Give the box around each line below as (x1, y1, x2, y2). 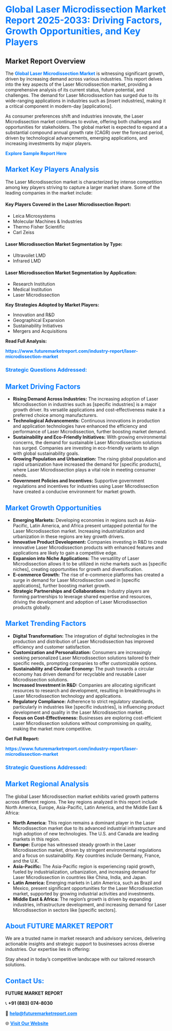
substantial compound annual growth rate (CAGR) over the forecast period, (5, 129, 164, 136)
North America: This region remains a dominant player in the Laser (12, 819, 155, 826)
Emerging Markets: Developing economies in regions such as (12, 517, 144, 523)
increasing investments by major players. (5, 140, 92, 146)
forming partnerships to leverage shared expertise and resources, (12, 593, 152, 599)
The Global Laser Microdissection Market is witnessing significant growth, (5, 70, 165, 77)
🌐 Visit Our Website (5, 1020, 49, 1026)
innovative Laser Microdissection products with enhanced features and (12, 544, 163, 550)
